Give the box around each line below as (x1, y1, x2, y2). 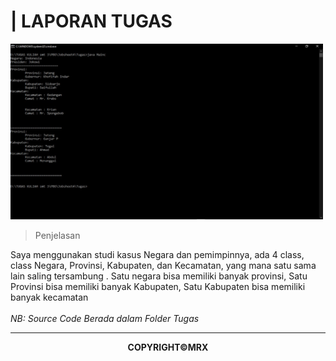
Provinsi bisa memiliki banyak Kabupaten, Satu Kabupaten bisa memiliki (10, 280, 306, 292)
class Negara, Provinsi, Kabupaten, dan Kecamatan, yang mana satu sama (10, 259, 317, 271)
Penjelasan (34, 229, 81, 241)
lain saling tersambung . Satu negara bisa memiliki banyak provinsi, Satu (10, 270, 308, 282)
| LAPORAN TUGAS (10, 10, 173, 33)
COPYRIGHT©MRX (127, 341, 209, 353)
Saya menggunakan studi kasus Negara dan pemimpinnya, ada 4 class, (10, 248, 305, 260)
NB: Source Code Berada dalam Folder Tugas (10, 312, 200, 324)
